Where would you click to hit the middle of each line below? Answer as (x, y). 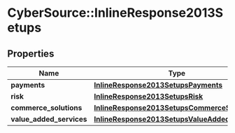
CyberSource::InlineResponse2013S (115, 13)
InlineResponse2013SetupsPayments (158, 85)
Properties (31, 54)
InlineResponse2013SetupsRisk (149, 96)
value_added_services (49, 119)
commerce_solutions (47, 108)
